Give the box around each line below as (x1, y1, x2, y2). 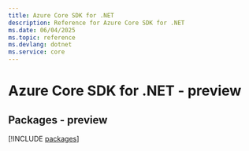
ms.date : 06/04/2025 (8, 26, 76, 34)
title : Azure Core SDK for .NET (8, 11, 114, 20)
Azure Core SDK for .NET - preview (8, 82, 242, 100)
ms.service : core (8, 48, 65, 56)
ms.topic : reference (8, 33, 76, 42)
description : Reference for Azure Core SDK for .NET (8, 19, 185, 27)
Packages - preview (8, 113, 108, 127)
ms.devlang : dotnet (8, 41, 72, 49)
